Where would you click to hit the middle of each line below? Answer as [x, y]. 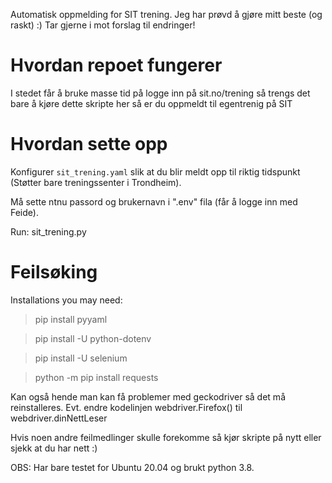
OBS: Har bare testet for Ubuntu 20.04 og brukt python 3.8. [132, 467]
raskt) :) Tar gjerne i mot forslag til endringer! [103, 25]
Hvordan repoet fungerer [116, 65]
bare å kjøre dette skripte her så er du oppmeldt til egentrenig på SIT [151, 103]
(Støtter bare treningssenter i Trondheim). [96, 182]
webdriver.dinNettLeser [59, 418]
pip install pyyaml [71, 319]
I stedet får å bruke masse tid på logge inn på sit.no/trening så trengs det [160, 93]
